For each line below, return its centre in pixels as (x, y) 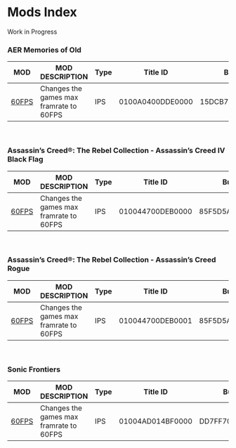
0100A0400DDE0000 (156, 102)
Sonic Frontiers (34, 369)
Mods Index (42, 12)
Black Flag (25, 159)
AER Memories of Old (45, 50)
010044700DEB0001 (156, 320)
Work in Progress (32, 32)
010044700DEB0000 (156, 211)
